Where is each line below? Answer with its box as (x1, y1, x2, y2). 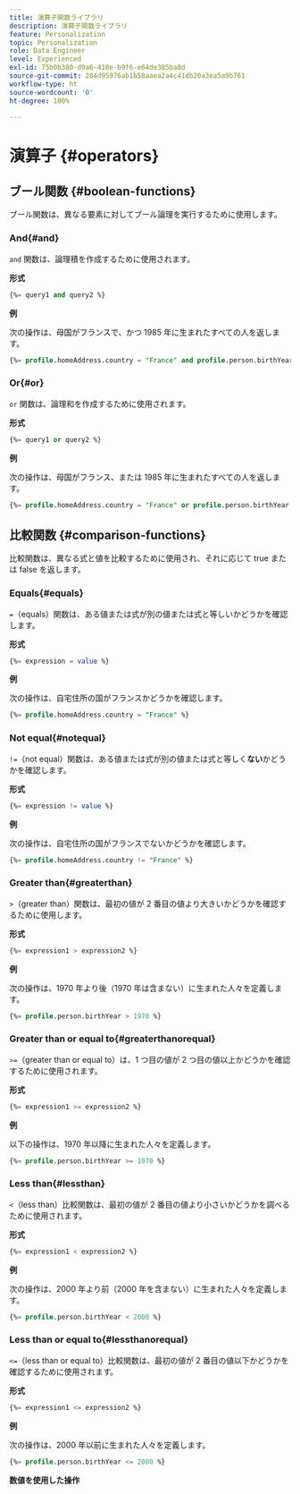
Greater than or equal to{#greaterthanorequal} (9, 1032, 216, 1045)
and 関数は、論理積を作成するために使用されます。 (9, 253, 196, 264)
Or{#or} (9, 377, 45, 389)
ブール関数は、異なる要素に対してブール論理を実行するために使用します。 (9, 209, 283, 220)
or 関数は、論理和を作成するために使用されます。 (9, 398, 191, 409)
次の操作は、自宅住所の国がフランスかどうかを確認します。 (9, 692, 228, 703)
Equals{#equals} (9, 587, 84, 599)
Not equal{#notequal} (9, 732, 107, 744)
